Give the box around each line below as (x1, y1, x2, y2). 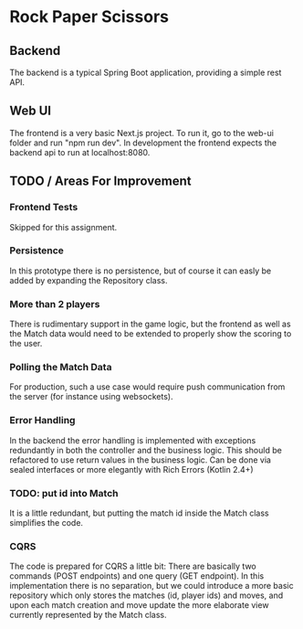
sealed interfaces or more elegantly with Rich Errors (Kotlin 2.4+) (9, 464, 254, 474)
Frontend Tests (9, 201, 78, 214)
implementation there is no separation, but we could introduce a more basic (9, 581, 294, 592)
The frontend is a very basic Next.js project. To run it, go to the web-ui (9, 127, 274, 138)
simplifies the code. (9, 517, 84, 528)
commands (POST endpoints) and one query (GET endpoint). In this (9, 570, 265, 581)
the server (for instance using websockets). (9, 391, 173, 402)
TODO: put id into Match (9, 486, 119, 499)
